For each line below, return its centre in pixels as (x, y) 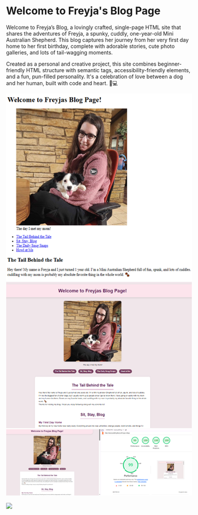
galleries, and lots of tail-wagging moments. (60, 52)
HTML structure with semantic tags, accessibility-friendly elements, (108, 70)
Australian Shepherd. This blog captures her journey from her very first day (98, 40)
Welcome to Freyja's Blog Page (83, 11)
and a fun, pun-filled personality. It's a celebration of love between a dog (95, 76)
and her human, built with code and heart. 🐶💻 (62, 83)
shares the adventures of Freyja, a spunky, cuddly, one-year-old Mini (90, 33)
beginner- (170, 64)
